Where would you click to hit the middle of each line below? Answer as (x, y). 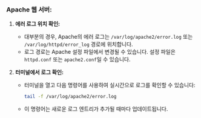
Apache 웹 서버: (29, 9)
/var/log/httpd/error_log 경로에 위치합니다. (78, 44)
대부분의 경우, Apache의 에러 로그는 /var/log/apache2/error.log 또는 (108, 37)
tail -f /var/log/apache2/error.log (70, 97)
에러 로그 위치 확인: (38, 24)
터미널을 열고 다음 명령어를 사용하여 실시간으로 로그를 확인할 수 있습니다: (110, 85)
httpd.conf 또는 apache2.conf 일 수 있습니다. (77, 59)
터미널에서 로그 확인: (39, 72)
